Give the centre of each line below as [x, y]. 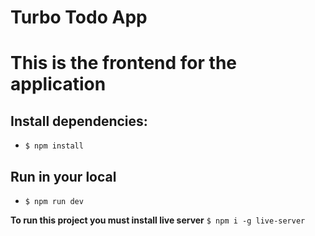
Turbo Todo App [79, 17]
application [58, 84]
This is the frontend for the [124, 63]
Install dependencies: [79, 121]
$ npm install [54, 146]
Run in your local [63, 176]
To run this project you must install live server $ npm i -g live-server [158, 220]
